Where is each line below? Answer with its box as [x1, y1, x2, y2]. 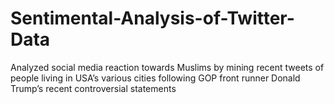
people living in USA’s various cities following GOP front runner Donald [10, 72, 301, 84]
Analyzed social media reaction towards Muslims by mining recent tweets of [10, 61, 325, 73]
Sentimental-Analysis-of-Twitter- [10, 7, 295, 30]
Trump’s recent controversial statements [10, 82, 177, 94]
